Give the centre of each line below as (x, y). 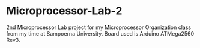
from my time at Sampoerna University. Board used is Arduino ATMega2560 (100, 33)
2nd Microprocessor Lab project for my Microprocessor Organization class (98, 27)
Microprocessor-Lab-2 (64, 11)
